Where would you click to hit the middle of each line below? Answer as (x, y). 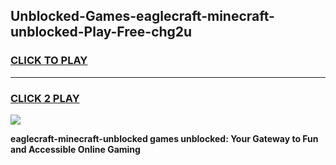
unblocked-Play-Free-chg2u (101, 32)
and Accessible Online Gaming (75, 149)
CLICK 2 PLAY (45, 98)
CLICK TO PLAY (49, 61)
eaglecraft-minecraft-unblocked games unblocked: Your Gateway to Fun (164, 138)
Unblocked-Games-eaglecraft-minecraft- (142, 16)
